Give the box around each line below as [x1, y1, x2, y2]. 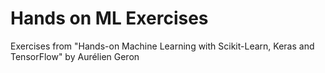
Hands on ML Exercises [10, 7, 209, 30]
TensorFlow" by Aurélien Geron [10, 50, 140, 62]
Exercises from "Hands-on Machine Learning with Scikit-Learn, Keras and [10, 40, 315, 52]
